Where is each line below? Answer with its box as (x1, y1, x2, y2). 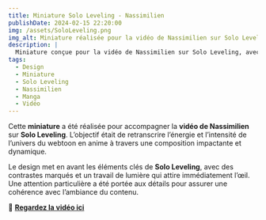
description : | (8, 41, 59, 49)
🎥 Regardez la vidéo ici (8, 203, 85, 212)
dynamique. (8, 147, 47, 157)
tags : (8, 56, 26, 64)
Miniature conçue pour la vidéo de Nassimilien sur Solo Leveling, (15, 48, 243, 56)
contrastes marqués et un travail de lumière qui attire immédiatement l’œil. (8, 171, 250, 180)
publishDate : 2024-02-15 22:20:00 (8, 19, 123, 27)
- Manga (15, 93, 41, 101)
